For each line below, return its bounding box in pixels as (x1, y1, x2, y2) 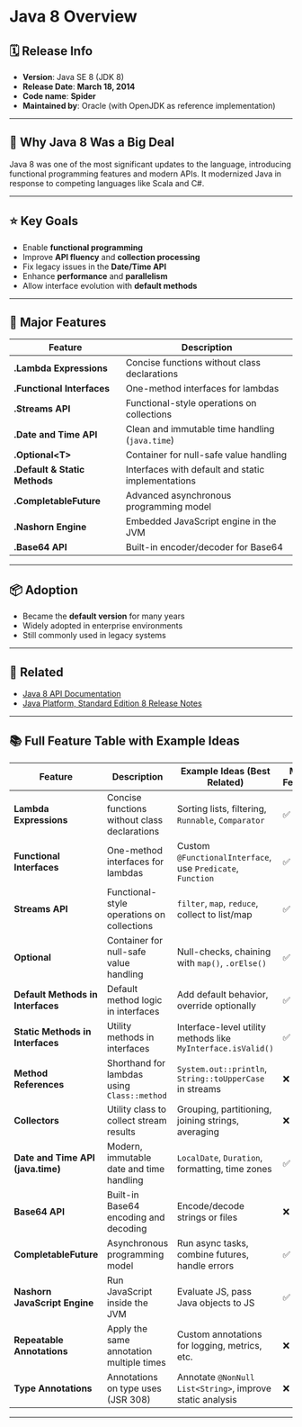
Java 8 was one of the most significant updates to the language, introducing (9, 158, 292, 169)
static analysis (176, 1393, 237, 1405)
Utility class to (106, 1103, 167, 1115)
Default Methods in (13, 988, 98, 1000)
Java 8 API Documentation (22, 689, 121, 700)
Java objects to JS (176, 1296, 255, 1309)
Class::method (106, 1090, 168, 1100)
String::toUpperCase (176, 1073, 265, 1084)
